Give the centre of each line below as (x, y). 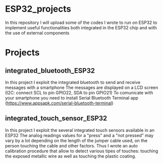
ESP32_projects (38, 9)
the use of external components (37, 33)
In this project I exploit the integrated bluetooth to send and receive (73, 82)
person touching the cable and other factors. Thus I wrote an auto (71, 145)
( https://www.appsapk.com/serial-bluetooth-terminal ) (59, 103)
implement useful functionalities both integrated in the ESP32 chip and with (81, 27)
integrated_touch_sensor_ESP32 (56, 118)
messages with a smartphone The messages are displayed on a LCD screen (81, 87)
